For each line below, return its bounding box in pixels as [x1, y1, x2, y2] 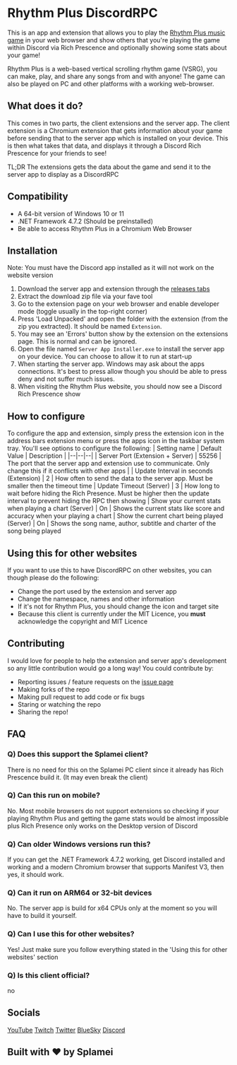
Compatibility [7, 191, 68, 203]
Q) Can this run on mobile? [7, 790, 101, 800]
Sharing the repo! [17, 707, 68, 716]
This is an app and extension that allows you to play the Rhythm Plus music [7, 28, 226, 37]
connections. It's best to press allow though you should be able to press [17, 367, 227, 376]
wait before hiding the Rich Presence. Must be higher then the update [7, 489, 209, 498]
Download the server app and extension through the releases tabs [17, 285, 210, 293]
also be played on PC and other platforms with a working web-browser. [7, 79, 214, 88]
